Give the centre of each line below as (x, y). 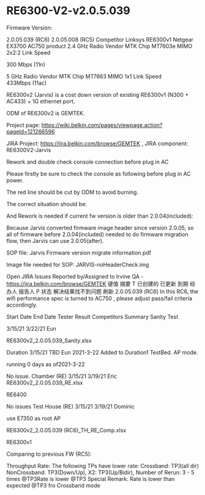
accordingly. (22, 305)
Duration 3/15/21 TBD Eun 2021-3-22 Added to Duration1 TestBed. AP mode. (102, 352)
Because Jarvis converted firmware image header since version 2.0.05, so (100, 228)
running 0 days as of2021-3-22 (46, 364)
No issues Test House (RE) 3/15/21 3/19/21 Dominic (70, 406)
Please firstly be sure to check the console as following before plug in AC (99, 174)
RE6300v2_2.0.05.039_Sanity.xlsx (49, 340)
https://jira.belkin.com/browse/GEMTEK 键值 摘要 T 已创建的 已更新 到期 (97, 283)
